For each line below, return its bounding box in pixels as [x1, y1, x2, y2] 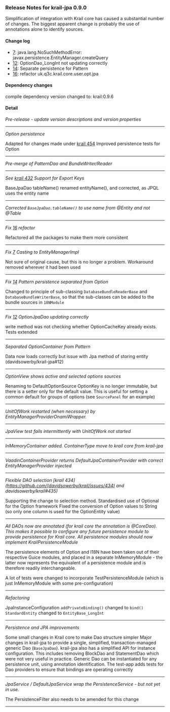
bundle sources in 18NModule [5, 299, 64, 305]
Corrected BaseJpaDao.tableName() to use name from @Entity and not [5, 204, 150, 211]
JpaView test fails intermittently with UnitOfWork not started [5, 428, 131, 434]
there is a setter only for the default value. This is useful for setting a [5, 388, 148, 394]
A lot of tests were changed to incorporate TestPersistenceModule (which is [5, 574, 164, 581]
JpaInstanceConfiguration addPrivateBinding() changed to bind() [5, 604, 144, 610]
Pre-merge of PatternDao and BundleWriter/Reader [5, 160, 112, 166]
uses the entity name [5, 190, 49, 196]
